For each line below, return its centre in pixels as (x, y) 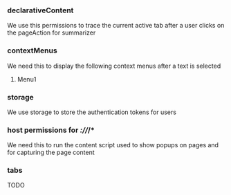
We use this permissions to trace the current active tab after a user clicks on (116, 26)
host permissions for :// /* (51, 130)
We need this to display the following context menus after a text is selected (114, 66)
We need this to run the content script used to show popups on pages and (113, 145)
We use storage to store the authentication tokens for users (92, 112)
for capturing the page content (51, 152)
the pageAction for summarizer (52, 32)
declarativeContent (40, 10)
